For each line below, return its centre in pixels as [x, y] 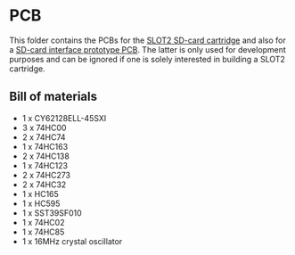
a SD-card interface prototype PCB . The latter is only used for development [148, 49]
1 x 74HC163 [45, 146]
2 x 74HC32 [44, 185]
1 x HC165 [41, 193]
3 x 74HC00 [44, 127]
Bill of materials [53, 97]
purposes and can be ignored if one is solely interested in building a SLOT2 [147, 59]
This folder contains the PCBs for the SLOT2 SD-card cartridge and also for [148, 40]
